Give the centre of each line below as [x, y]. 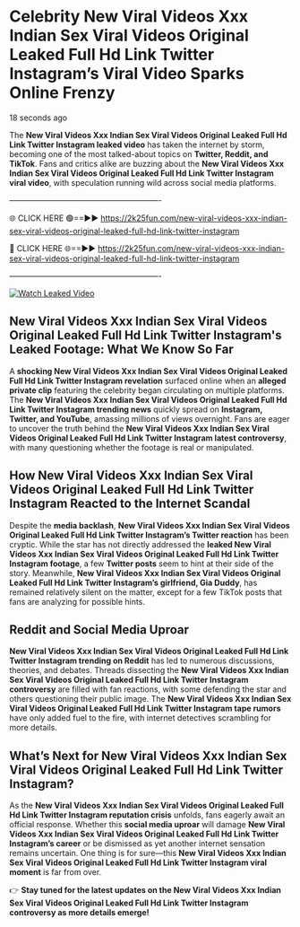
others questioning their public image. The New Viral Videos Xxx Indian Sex [150, 699]
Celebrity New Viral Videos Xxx [129, 17]
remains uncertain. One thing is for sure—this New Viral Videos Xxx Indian [148, 853]
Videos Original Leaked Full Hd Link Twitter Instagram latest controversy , [148, 438]
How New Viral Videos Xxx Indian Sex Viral [131, 476]
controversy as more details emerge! [79, 913]
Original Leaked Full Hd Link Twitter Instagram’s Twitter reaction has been [149, 535]
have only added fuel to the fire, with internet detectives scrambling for [140, 718]
